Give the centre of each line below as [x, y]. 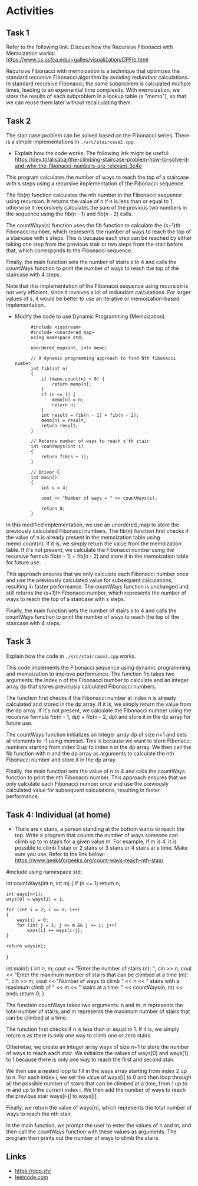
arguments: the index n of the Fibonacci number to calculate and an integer [98, 680]
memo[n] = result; [64, 420]
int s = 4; [54, 488]
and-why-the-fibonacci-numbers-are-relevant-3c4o [78, 165]
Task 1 [18, 33]
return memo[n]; [72, 384]
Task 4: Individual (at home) [58, 815]
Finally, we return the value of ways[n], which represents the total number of [99, 1108]
